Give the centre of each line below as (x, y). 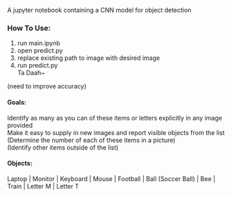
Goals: (17, 102)
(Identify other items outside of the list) (63, 147)
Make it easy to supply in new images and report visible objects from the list (116, 132)
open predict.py (40, 51)
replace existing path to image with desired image (89, 58)
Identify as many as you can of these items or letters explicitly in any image (115, 118)
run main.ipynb (39, 43)
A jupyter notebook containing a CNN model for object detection (99, 10)
